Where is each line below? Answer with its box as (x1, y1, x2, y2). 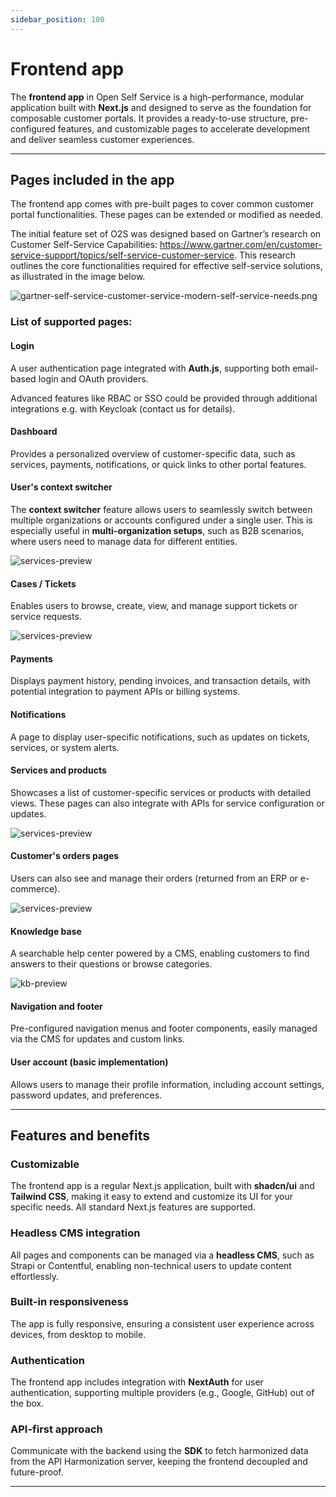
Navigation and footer (10, 1000, 103, 1012)
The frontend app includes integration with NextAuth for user (10, 1376, 264, 1388)
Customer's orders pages (10, 850, 120, 862)
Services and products (10, 764, 107, 776)
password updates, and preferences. (10, 1089, 163, 1101)
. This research (234, 249, 297, 261)
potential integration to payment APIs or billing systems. (10, 686, 240, 698)
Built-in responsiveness (10, 1295, 129, 1309)
